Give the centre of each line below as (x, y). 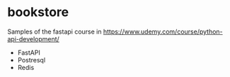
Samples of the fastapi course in (54, 31)
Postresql (31, 59)
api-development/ (34, 38)
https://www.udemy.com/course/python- (163, 31)
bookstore (38, 12)
